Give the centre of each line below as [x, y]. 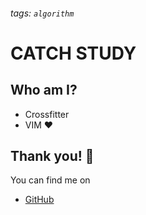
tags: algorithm [42, 13]
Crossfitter [47, 114]
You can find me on [50, 180]
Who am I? [44, 90]
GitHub [39, 200]
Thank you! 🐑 [52, 155]
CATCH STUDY [73, 53]
